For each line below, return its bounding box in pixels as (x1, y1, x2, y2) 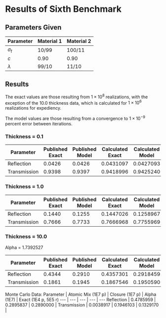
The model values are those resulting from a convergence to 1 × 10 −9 (5, 115, 146, 121)
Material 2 (66, 38, 91, 44)
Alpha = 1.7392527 (5, 244, 43, 250)
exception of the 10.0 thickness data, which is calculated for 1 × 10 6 (5, 99, 142, 106)
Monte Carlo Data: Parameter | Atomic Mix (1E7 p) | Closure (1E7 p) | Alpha (5, 291, 157, 297)
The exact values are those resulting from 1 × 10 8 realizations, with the (5, 93, 148, 100)
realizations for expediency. (5, 105, 62, 111)
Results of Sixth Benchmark (5, 3, 122, 15)
